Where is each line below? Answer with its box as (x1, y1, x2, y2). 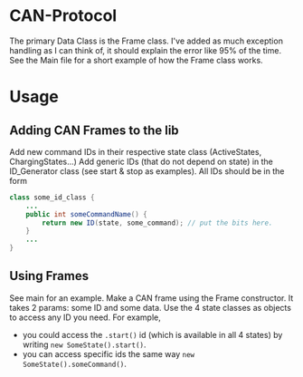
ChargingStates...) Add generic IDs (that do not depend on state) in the (9, 156, 274, 167)
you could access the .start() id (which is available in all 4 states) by (22, 329, 283, 340)
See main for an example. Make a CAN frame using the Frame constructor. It (9, 292, 294, 304)
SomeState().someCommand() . (22, 358, 127, 369)
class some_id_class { (9, 192, 95, 202)
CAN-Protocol (9, 5, 118, 26)
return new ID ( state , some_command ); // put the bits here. (42, 218, 273, 227)
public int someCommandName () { (25, 209, 147, 218)
